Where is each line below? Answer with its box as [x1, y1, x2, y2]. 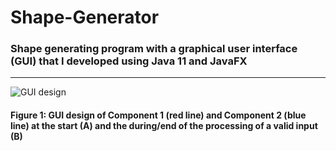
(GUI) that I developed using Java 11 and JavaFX [10, 54, 248, 68]
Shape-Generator [10, 6, 160, 29]
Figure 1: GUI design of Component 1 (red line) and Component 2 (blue [10, 109, 307, 121]
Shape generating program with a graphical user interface [10, 42, 298, 56]
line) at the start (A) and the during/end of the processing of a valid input [10, 120, 318, 132]
